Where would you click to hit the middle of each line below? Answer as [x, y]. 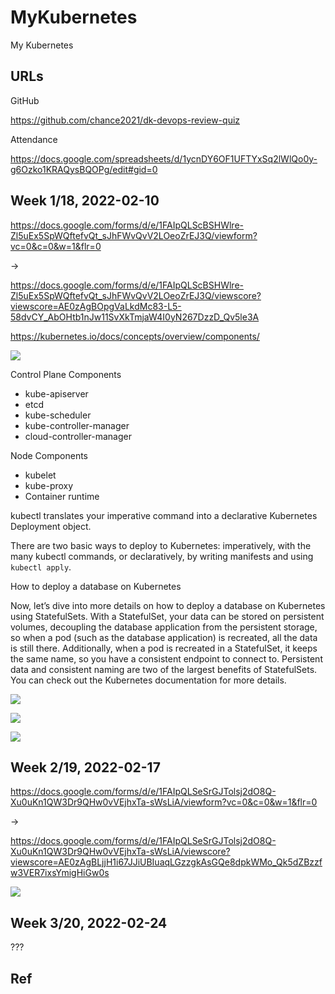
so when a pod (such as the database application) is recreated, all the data [164, 637]
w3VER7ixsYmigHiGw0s [60, 873]
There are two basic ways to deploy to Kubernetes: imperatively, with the [161, 545]
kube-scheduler [58, 415]
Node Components [49, 455]
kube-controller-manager [77, 425]
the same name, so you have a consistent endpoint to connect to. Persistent [166, 658]
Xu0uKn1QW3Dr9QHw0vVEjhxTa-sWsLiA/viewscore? [120, 852]
